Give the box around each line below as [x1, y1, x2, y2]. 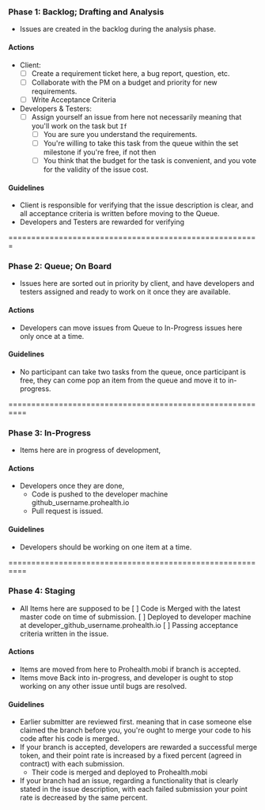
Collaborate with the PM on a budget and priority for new [31, 78, 218, 87]
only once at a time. [19, 331, 85, 340]
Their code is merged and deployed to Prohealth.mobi [31, 767, 208, 778]
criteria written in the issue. [19, 629, 109, 638]
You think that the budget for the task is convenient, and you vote [43, 155, 257, 165]
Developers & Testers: [19, 104, 93, 113]
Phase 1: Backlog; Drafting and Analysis [8, 6, 165, 17]
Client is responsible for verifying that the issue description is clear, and [19, 200, 254, 210]
